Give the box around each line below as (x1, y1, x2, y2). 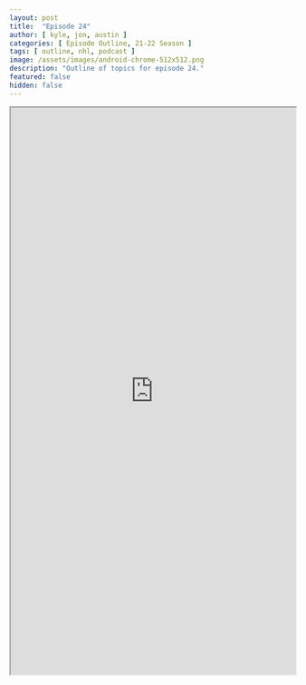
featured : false (9, 73, 71, 82)
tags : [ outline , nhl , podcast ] (9, 47, 136, 56)
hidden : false (9, 81, 63, 90)
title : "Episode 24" (9, 22, 91, 31)
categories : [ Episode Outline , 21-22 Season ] (9, 38, 193, 48)
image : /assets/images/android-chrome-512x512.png (9, 55, 205, 64)
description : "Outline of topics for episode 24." (9, 64, 205, 73)
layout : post (9, 13, 59, 23)
